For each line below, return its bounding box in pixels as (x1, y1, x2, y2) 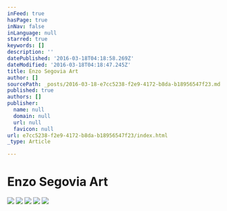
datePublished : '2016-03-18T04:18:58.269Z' (7, 55, 135, 62)
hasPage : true (7, 17, 48, 23)
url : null (13, 119, 41, 126)
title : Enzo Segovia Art (7, 68, 79, 74)
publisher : (7, 100, 39, 107)
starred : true (7, 36, 48, 43)
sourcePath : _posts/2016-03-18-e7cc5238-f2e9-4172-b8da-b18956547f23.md (7, 81, 221, 88)
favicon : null (13, 125, 54, 132)
